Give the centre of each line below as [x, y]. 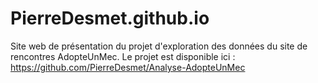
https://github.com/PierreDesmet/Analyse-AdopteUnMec [128, 67]
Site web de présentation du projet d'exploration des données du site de [159, 46]
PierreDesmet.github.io [110, 18]
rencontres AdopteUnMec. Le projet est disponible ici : [123, 56]
